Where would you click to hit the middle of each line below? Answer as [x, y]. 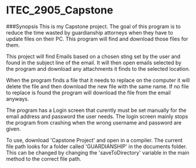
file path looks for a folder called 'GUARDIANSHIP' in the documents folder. [97, 146]
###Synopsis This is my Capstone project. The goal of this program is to [94, 26]
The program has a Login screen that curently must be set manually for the [96, 110]
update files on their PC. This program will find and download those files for [97, 39]
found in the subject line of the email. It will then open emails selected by [94, 63]
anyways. [18, 99]
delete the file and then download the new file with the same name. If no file [97, 86]
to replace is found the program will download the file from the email [88, 92]
